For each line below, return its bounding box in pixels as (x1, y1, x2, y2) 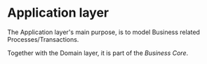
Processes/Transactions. (7, 35, 79, 43)
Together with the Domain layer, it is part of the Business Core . (7, 49, 189, 57)
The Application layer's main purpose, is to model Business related (7, 28, 200, 36)
